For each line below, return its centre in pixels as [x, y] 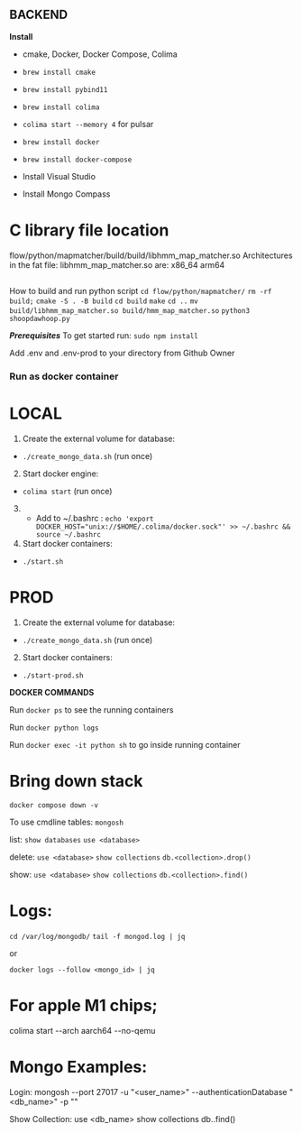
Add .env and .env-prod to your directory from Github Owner [122, 353]
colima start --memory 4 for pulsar [88, 124]
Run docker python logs [54, 727]
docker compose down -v [54, 805]
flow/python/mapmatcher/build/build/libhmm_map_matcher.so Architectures [151, 255]
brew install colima [61, 107]
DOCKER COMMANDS [52, 692]
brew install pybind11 [65, 89]
